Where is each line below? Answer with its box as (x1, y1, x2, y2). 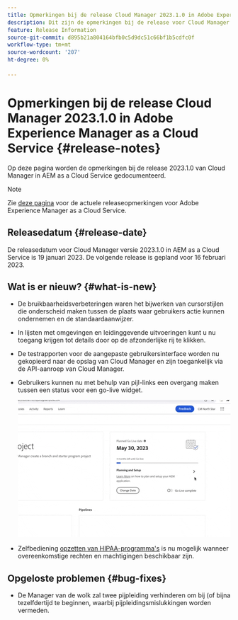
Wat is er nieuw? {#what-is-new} (7, 280, 157, 293)
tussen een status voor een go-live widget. (17, 386, 143, 394)
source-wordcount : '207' (7, 49, 81, 56)
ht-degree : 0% (7, 57, 50, 64)
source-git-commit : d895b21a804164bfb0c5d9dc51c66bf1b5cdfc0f (7, 34, 195, 41)
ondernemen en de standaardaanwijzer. (17, 315, 135, 323)
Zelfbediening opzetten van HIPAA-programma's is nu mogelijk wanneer (17, 544, 229, 553)
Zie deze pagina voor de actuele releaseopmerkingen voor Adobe (7, 198, 200, 207)
